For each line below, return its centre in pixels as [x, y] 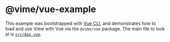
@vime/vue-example [51, 9]
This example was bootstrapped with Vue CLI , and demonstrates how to [81, 23]
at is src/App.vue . [23, 34]
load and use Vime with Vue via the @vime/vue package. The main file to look [85, 28]
